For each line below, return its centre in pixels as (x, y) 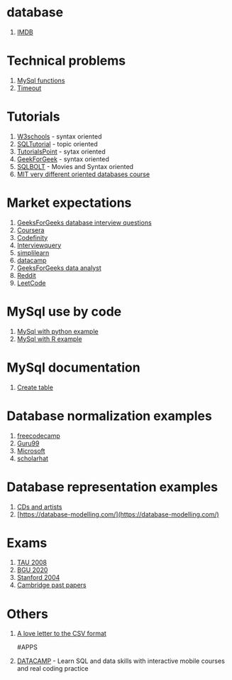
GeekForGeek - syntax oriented (63, 159)
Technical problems (66, 61)
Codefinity (32, 237)
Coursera (31, 230)
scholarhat (33, 458)
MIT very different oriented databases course (83, 174)
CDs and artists (39, 507)
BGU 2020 (32, 570)
